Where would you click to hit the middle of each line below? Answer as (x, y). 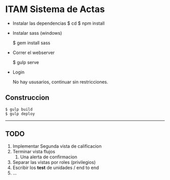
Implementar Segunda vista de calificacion (57, 146)
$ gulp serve (26, 62)
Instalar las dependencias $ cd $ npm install (58, 23)
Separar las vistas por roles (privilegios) (54, 162)
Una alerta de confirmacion (49, 157)
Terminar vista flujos (34, 151)
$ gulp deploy (20, 114)
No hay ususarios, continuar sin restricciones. (60, 82)
